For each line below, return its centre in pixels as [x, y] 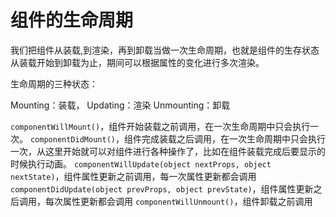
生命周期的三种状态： [54, 83]
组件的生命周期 [72, 20]
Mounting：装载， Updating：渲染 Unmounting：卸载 [120, 105]
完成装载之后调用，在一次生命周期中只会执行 [233, 138]
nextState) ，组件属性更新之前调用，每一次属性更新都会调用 [133, 176]
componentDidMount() [72, 139]
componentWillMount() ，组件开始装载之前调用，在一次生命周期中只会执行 [160, 126]
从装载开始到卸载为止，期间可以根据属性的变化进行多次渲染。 [137, 62]
